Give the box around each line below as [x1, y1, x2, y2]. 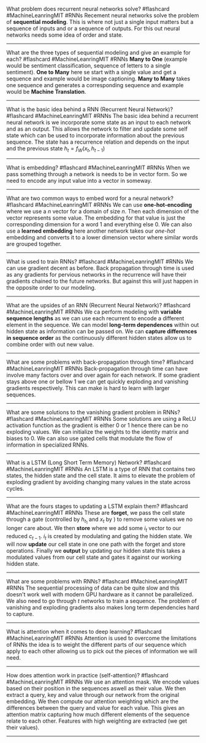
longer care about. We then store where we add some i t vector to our [6, 524, 181, 533]
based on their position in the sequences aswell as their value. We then [6, 684, 186, 692]
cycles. [6, 485, 25, 492]
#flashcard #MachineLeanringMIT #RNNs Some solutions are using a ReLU [6, 415, 196, 422]
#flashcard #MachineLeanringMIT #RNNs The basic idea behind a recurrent [6, 112, 199, 119]
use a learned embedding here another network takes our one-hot [6, 227, 176, 234]
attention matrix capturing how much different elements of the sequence [6, 710, 190, 718]
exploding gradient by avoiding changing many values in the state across [6, 478, 191, 485]
